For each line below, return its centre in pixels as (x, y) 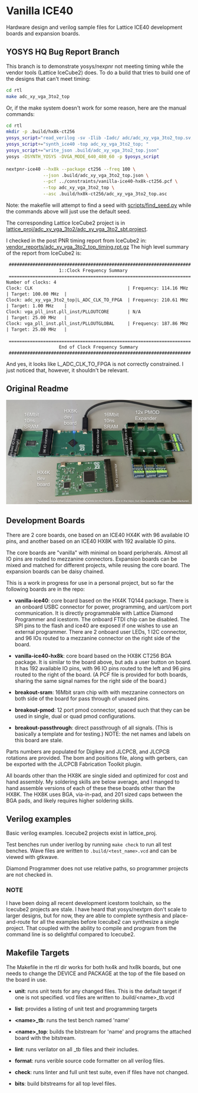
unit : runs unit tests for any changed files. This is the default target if (98, 991)
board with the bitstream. (45, 1038)
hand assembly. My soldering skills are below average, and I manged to (93, 782)
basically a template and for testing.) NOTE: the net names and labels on (102, 734)
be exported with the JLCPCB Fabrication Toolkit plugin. (74, 764)
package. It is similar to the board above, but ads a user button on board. (103, 662)
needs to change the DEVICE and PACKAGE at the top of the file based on (96, 973)
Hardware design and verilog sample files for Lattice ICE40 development (94, 27)
